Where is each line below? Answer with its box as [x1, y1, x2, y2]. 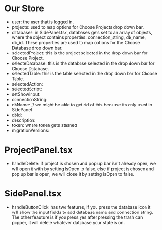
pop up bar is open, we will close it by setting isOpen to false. [11, 171, 134, 177]
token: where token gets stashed [11, 122, 77, 128]
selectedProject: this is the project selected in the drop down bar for [11, 50, 148, 56]
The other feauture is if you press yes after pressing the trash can [11, 214, 143, 220]
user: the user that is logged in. [11, 19, 74, 25]
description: [11, 117, 36, 123]
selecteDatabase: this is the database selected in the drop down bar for [11, 60, 155, 66]
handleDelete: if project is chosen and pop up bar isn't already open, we [11, 160, 156, 166]
